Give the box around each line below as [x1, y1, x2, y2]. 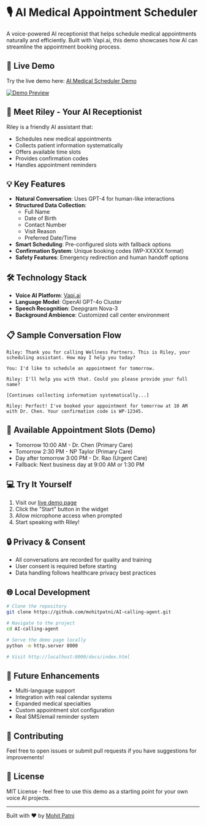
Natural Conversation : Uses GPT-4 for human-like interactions [15, 195, 175, 203]
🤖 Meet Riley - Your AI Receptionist [6, 107, 142, 117]
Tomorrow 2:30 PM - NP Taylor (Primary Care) [15, 447, 133, 455]
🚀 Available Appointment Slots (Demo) [6, 425, 156, 435]
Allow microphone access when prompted [15, 511, 123, 519]
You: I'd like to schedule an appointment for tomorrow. [6, 365, 155, 371]
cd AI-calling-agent [6, 626, 59, 632]
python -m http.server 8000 [6, 643, 78, 649]
